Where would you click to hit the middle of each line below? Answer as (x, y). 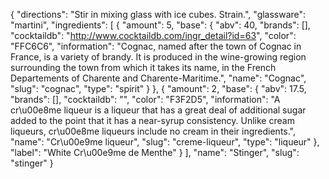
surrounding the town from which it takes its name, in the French (143, 67)
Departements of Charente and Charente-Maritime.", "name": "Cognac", (158, 78)
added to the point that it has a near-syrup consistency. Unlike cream (152, 120)
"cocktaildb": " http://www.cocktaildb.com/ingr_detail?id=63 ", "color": (153, 35)
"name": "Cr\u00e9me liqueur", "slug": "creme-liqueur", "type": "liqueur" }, (165, 142)
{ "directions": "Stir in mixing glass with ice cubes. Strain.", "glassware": (158, 14)
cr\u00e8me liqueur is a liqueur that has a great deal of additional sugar (158, 110)
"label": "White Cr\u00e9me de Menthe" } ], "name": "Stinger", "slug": (155, 152)
